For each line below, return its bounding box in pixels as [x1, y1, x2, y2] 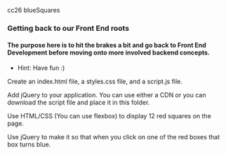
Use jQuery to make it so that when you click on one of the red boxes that [7, 133, 220, 141]
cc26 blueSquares [7, 6, 60, 14]
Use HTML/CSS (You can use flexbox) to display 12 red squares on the [7, 112, 212, 120]
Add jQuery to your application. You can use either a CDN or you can [7, 91, 206, 99]
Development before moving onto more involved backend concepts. [7, 48, 211, 57]
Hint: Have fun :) [17, 64, 65, 72]
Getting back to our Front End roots [7, 23, 130, 33]
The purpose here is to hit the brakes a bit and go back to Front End [7, 41, 207, 49]
